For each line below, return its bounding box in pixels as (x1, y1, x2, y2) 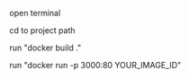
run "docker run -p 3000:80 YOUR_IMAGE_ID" (9, 60, 182, 70)
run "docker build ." (9, 42, 82, 53)
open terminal (9, 8, 61, 18)
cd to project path (9, 25, 76, 35)
